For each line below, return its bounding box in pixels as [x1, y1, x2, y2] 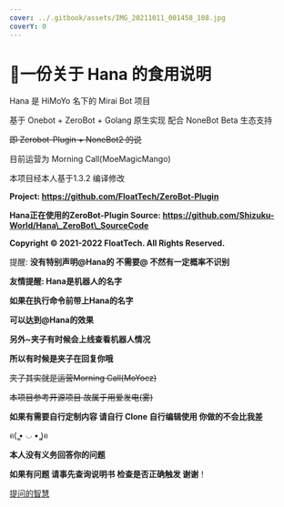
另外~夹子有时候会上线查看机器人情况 [9, 334, 151, 345]
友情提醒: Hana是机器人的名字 [9, 276, 123, 287]
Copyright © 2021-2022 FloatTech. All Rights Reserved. [9, 238, 226, 248]
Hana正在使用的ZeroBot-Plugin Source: [9, 210, 161, 221]
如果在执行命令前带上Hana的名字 [9, 295, 134, 306]
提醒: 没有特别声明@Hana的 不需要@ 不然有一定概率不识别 [9, 257, 230, 268]
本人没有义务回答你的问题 [9, 450, 106, 461]
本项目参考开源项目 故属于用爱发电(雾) [9, 392, 154, 403]
